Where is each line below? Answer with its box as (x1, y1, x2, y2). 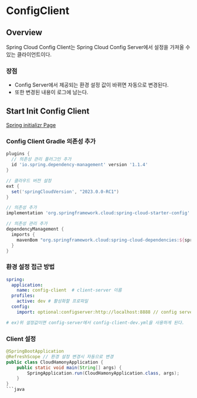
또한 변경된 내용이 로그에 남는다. (14, 89, 89, 96)
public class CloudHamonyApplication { (6, 359, 104, 365)
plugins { (6, 151, 30, 157)
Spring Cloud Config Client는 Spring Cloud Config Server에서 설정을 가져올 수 (6, 44, 191, 50)
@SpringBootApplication (6, 348, 64, 354)
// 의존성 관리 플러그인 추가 (11, 156, 72, 162)
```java (6, 386, 25, 393)
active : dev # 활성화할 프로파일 (16, 298, 89, 304)
